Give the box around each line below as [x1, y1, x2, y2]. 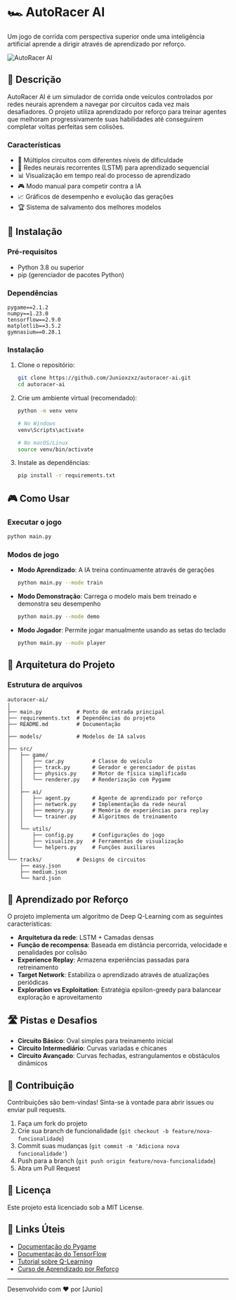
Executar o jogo [7, 517, 62, 527]
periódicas [17, 978, 49, 987]
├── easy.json [20, 862, 61, 869]
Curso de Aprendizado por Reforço [17, 1264, 119, 1273]
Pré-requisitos [7, 247, 58, 257]
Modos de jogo [7, 549, 60, 559]
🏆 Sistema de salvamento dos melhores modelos [17, 203, 162, 212]
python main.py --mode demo [17, 613, 100, 620]
